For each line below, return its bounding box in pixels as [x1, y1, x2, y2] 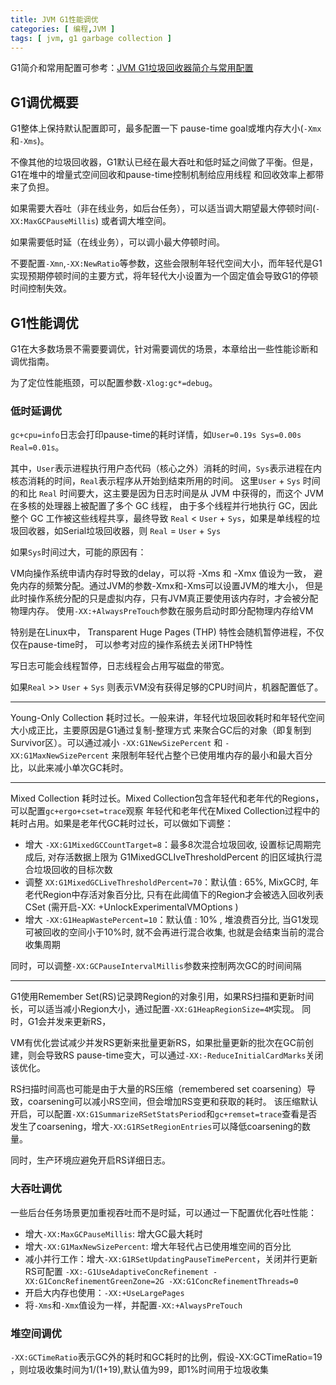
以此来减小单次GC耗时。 [27, 762, 129, 774]
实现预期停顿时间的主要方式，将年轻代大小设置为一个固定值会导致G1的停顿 [10, 270, 319, 282]
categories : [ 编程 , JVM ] [10, 24, 116, 34]
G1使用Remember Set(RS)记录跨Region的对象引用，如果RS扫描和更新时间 [10, 991, 315, 1003]
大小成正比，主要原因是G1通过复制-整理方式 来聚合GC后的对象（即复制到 [10, 724, 312, 736]
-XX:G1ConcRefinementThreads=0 [168, 1276, 299, 1286]
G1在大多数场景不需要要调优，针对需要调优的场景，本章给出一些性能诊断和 [10, 343, 319, 355]
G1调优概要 [10, 94, 79, 111]
